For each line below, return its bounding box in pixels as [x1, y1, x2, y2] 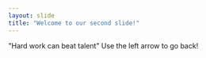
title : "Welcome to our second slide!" [8, 19, 140, 27]
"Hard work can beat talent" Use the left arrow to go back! [8, 41, 199, 50]
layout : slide [8, 11, 55, 20]
